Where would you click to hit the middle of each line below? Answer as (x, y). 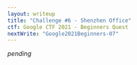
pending (20, 54)
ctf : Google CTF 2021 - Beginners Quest (68, 27)
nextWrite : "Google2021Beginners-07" (63, 34)
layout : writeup (31, 14)
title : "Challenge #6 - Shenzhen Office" (70, 20)
